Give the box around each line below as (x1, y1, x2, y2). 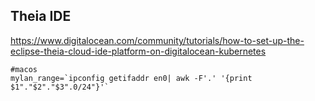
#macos (10, 64, 38, 74)
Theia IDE (10, 8, 72, 25)
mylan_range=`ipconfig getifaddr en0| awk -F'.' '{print (10, 73, 253, 83)
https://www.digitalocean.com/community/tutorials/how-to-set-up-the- (10, 34, 305, 46)
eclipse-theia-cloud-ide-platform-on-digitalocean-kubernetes (10, 45, 267, 57)
